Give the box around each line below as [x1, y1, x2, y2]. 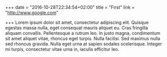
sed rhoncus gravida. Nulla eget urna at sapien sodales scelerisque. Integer [5, 41, 162, 47]
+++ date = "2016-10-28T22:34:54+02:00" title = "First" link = [5, 5, 135, 10]
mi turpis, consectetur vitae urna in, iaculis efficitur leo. [5, 46, 119, 52]
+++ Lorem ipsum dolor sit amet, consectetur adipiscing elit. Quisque [5, 20, 149, 25]
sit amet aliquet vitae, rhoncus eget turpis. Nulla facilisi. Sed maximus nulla [5, 35, 160, 41]
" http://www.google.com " [5, 10, 59, 16]
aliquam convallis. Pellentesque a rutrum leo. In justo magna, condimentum [5, 30, 161, 36]
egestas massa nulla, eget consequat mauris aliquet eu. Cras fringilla [5, 25, 148, 31]
